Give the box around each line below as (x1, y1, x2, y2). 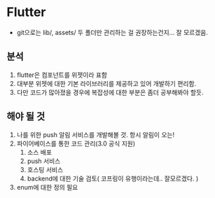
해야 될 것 (6, 111, 46, 122)
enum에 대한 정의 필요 (16, 183, 78, 191)
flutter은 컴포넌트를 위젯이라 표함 (16, 71, 108, 79)
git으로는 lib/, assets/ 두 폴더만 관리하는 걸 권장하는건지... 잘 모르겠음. (16, 28, 208, 36)
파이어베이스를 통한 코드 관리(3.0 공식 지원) (16, 139, 136, 148)
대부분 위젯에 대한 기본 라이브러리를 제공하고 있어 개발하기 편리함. (16, 79, 197, 87)
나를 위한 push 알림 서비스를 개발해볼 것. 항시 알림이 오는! (16, 130, 175, 139)
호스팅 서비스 (27, 165, 64, 174)
